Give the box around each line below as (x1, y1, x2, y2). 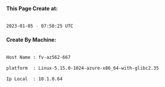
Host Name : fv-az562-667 (6, 54, 71, 61)
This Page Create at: (6, 5, 58, 12)
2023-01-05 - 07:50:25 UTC (6, 23, 74, 29)
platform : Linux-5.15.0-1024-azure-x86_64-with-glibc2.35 (6, 66, 160, 72)
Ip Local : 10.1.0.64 (6, 76, 63, 82)
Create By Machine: (6, 36, 57, 43)
